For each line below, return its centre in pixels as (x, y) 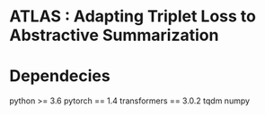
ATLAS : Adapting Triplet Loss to (132, 16)
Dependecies (60, 76)
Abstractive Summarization (114, 35)
